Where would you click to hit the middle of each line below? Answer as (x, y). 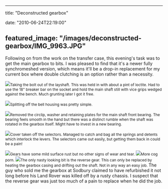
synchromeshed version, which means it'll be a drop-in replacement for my (82, 68)
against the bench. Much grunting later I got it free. (50, 94)
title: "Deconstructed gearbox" (37, 13)
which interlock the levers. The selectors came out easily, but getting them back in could (83, 139)
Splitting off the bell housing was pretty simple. (51, 104)
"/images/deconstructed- (100, 38)
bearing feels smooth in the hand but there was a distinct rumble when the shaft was (79, 119)
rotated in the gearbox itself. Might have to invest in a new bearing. (64, 124)
